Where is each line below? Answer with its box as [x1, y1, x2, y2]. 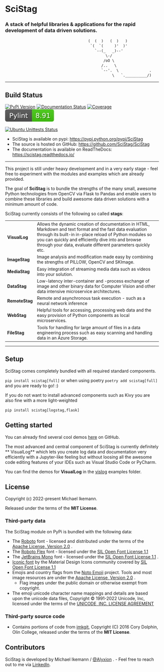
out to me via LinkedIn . [5, 661, 51, 667]
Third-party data [5, 518, 46, 525]
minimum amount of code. [5, 201, 58, 207]
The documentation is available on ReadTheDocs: [12, 146, 112, 152]
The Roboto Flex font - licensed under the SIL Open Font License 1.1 [12, 549, 148, 554]
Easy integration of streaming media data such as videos [37, 266, 151, 272]
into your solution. [37, 271, 73, 277]
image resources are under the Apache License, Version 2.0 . [12, 575, 136, 580]
